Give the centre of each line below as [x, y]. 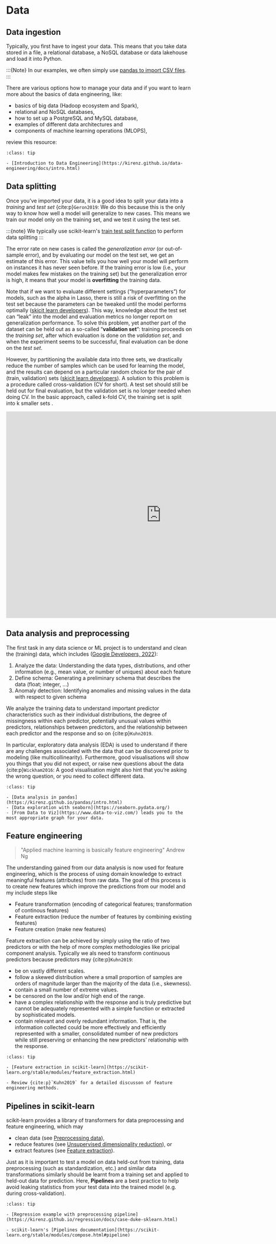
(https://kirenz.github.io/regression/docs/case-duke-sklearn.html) [92, 1220]
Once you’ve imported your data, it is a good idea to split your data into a [95, 201]
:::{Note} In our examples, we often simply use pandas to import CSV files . [96, 70]
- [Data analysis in [32, 797]
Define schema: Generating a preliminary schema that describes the [98, 678]
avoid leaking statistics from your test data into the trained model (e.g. [91, 1187]
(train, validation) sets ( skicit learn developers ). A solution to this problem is [98, 378]
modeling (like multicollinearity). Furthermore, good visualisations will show [98, 757]
